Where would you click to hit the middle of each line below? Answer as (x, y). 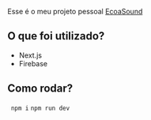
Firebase (33, 63)
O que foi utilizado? (56, 36)
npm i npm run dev (40, 108)
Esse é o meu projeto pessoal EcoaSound (75, 11)
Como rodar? (40, 89)
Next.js (30, 55)
